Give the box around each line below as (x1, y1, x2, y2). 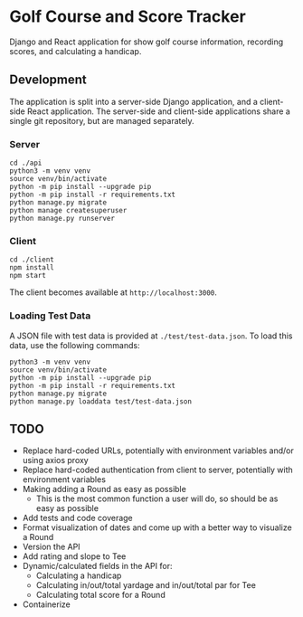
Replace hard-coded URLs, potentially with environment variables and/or (22, 445, 294, 456)
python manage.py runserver (9, 214, 116, 223)
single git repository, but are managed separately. (9, 115, 194, 126)
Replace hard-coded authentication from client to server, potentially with (22, 464, 294, 476)
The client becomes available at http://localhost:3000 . (9, 287, 217, 298)
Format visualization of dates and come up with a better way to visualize (22, 522, 292, 533)
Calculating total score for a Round (35, 590, 166, 601)
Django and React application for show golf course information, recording (9, 36, 284, 47)
